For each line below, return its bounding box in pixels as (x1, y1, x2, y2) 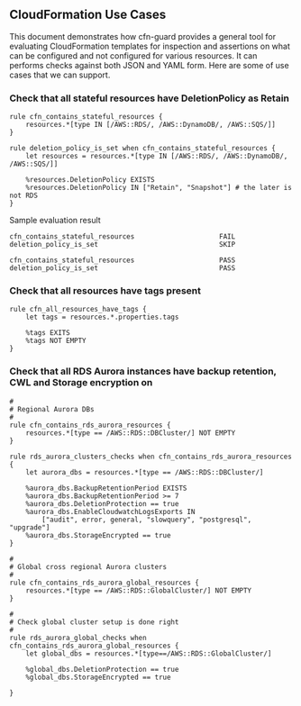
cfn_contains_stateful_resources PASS (9, 256, 236, 265)
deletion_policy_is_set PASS (9, 264, 236, 273)
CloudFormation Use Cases (9, 7, 167, 23)
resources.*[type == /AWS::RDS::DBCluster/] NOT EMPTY (25, 428, 236, 438)
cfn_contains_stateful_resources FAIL (9, 232, 236, 241)
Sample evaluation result (9, 215, 101, 226)
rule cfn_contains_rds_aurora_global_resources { (9, 578, 200, 587)
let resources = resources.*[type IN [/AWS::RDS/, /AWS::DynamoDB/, (25, 152, 288, 161)
